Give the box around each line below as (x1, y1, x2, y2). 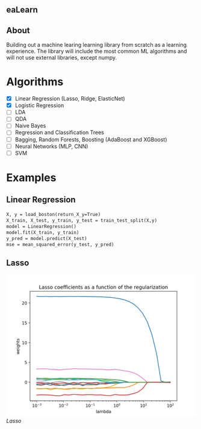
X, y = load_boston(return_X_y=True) (6, 211, 101, 217)
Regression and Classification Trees (14, 129, 104, 136)
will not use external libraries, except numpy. (6, 54, 117, 61)
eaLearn (6, 5, 38, 15)
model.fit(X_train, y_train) (6, 229, 79, 235)
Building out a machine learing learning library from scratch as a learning (6, 42, 187, 49)
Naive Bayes (14, 122, 46, 129)
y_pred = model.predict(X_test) (6, 235, 87, 241)
